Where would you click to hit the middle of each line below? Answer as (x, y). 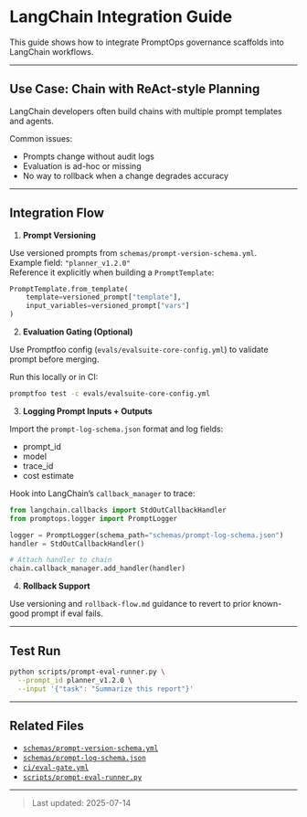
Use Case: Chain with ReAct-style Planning (135, 89)
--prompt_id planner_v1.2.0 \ (75, 680)
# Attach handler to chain (61, 560)
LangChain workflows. (52, 51)
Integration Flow (57, 213)
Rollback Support (56, 586)
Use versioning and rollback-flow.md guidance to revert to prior (130, 604)
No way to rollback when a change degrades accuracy (126, 175)
